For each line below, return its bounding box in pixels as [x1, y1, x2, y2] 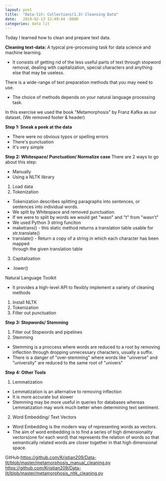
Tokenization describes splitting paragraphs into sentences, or [12, 199, 140, 205]
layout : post [5, 7, 32, 12]
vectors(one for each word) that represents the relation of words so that [12, 434, 160, 440]
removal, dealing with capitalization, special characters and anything [12, 65, 153, 70]
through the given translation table [12, 246, 83, 252]
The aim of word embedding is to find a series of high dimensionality [12, 429, 153, 435]
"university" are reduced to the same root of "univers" [12, 360, 123, 366]
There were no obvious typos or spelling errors [12, 134, 109, 139]
